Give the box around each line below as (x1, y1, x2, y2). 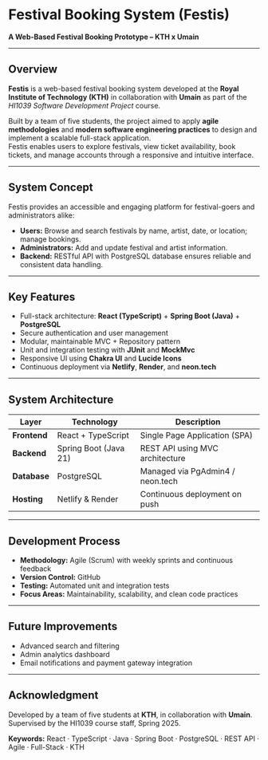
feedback (19, 564, 52, 573)
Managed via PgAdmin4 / (140, 466, 235, 477)
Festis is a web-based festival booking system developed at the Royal (8, 84, 239, 93)
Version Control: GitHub (19, 573, 101, 581)
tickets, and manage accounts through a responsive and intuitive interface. (8, 150, 254, 159)
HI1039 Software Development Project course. (8, 100, 161, 110)
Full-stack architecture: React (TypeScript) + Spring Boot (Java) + (19, 311, 241, 321)
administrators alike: (8, 210, 75, 220)
